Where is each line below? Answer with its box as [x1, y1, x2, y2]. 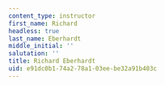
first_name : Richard [8, 19, 78, 28]
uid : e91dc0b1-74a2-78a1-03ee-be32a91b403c [8, 65, 158, 73]
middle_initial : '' [8, 42, 74, 50]
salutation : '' [8, 49, 60, 57]
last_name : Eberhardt [8, 34, 82, 43]
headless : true [8, 27, 60, 35]
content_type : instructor [8, 11, 95, 20]
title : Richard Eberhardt [8, 57, 95, 66]
